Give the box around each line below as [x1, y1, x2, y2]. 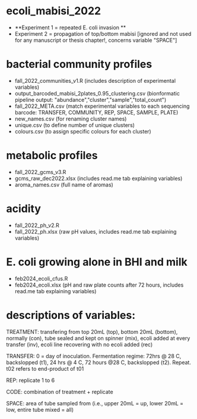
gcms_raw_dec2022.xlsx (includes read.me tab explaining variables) [14, 175, 183, 182]
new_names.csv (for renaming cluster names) [14, 115, 127, 122]
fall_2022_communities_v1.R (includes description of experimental [14, 77, 176, 84]
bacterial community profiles [6, 58, 152, 71]
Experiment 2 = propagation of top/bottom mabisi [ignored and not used [14, 30, 192, 37]
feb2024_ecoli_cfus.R [14, 275, 68, 282]
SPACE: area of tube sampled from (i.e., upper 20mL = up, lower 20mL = [6, 399, 184, 406]
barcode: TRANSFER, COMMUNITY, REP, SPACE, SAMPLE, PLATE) [14, 108, 179, 116]
